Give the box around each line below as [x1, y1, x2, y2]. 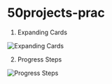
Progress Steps [17, 55, 62, 64]
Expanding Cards [17, 28, 68, 36]
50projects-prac [7, 5, 105, 21]
